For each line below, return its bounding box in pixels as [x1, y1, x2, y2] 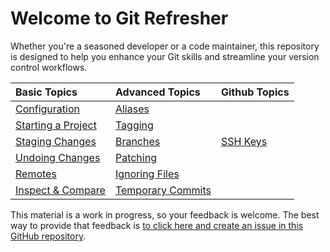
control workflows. [10, 61, 88, 73]
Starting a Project [15, 118, 97, 132]
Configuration [15, 102, 80, 116]
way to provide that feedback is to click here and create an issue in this [10, 219, 304, 231]
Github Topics [221, 85, 290, 99]
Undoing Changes [15, 150, 101, 164]
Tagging [114, 118, 154, 132]
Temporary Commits [114, 183, 212, 197]
